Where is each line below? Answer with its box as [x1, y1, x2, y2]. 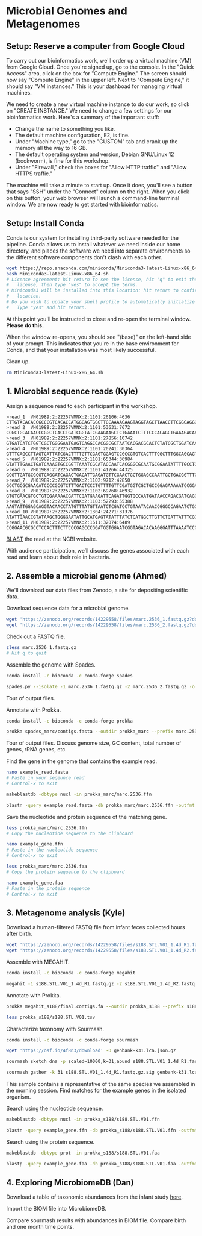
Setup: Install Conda [6, 218, 84, 228]
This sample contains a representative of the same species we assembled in [6, 1081, 195, 1087]
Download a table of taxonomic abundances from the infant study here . [6, 1193, 183, 1200]
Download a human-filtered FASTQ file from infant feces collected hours [6, 924, 185, 931]
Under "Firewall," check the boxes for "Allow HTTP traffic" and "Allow [14, 164, 187, 171]
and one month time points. [6, 1223, 74, 1231]
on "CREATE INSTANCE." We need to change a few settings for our [6, 107, 173, 114]
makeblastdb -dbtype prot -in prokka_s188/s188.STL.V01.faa [6, 1150, 161, 1156]
